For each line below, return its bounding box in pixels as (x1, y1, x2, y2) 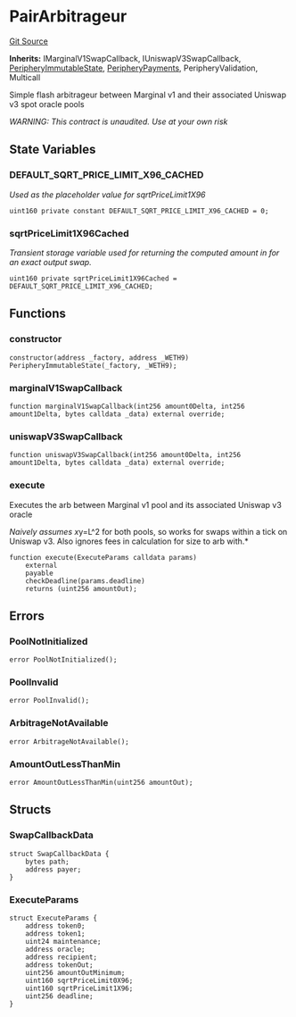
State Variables (9, 142, 96, 157)
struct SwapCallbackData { (9, 849, 110, 858)
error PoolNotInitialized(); (9, 655, 118, 664)
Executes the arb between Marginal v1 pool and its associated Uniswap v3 (9, 499, 283, 510)
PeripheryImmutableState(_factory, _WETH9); (9, 361, 177, 370)
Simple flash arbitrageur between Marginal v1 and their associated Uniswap (9, 89, 287, 100)
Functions (9, 306, 67, 321)
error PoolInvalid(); (9, 696, 90, 705)
